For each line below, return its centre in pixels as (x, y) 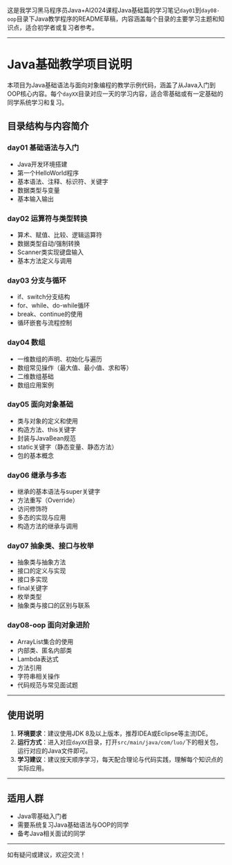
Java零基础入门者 (42, 817)
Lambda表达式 (38, 659)
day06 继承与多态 (37, 475)
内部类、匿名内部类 (45, 650)
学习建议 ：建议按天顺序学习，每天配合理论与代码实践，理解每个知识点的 (120, 759)
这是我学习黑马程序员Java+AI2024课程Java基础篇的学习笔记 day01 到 (104, 10)
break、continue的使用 (50, 314)
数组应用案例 (35, 385)
